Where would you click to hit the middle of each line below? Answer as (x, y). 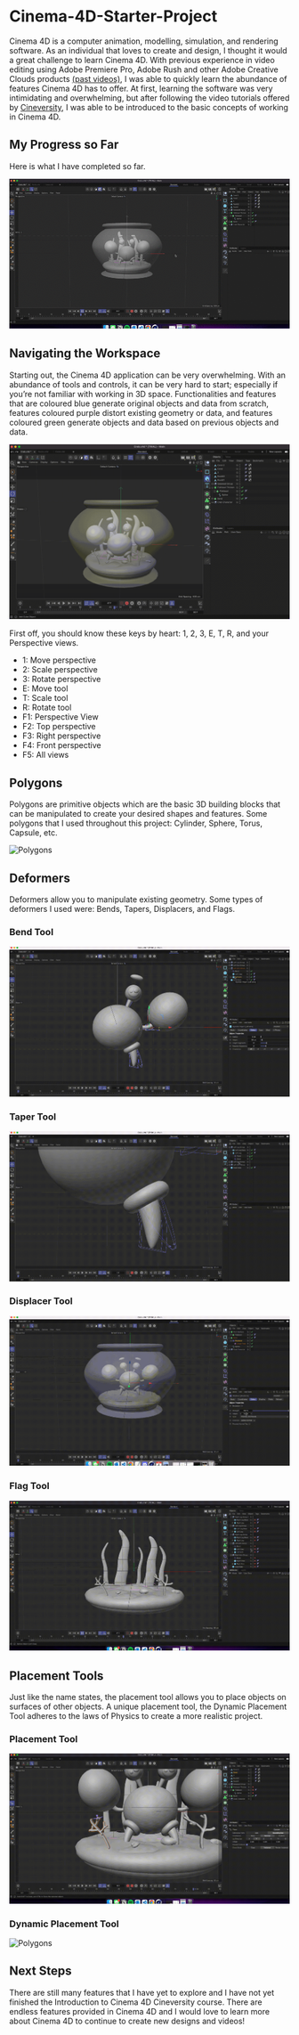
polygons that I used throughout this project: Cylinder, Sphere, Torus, (136, 823)
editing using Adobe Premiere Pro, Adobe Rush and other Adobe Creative (144, 69)
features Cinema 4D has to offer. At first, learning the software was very (141, 88)
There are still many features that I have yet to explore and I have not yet (142, 1992)
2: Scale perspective (60, 670)
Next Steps (40, 1971)
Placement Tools (57, 1676)
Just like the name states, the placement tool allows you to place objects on (148, 1697)
